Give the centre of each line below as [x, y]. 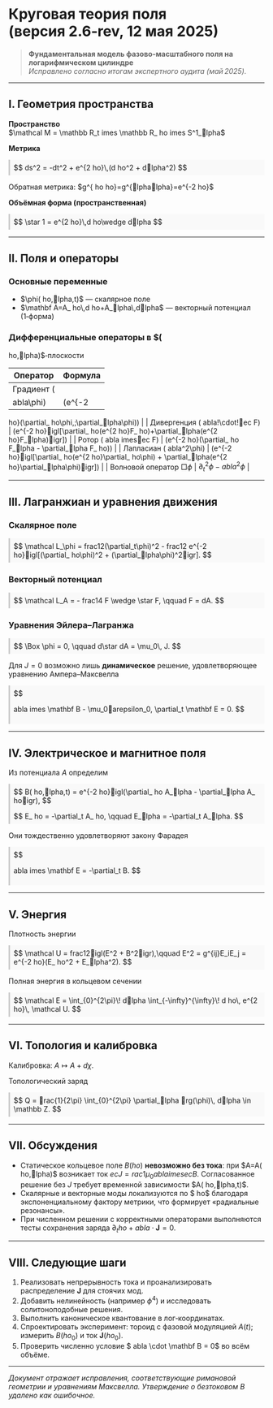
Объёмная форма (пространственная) [78, 202]
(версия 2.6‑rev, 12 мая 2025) [114, 31]
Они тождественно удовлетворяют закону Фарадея [98, 836]
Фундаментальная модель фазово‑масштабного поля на [131, 54]
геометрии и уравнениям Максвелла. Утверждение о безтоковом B [127, 1386]
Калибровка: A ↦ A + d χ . [51, 1065]
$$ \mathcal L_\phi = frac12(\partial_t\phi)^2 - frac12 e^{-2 [110, 546]
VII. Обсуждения [53, 1146]
